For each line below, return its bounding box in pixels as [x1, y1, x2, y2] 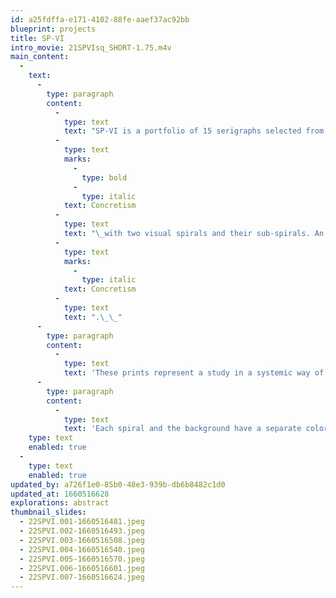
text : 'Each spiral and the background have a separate [63, 424, 302, 434]
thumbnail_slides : [10, 507, 87, 518]
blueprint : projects [10, 24, 97, 34]
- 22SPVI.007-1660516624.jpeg [19, 572, 145, 583]
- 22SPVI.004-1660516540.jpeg [19, 544, 145, 555]
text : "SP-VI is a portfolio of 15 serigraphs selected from [63, 126, 325, 136]
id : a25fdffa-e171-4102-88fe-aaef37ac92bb [10, 14, 190, 25]
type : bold [81, 172, 128, 183]
